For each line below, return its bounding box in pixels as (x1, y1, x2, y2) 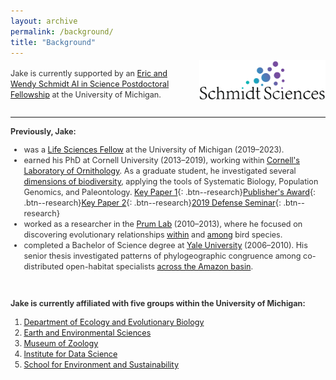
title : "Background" (10, 37, 97, 47)
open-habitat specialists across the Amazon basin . (65, 261, 254, 272)
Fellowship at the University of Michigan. (10, 89, 162, 100)
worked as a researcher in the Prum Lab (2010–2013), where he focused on (23, 219, 303, 230)
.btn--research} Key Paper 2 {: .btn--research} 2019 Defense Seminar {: (23, 198, 282, 209)
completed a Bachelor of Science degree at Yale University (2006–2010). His (23, 240, 308, 251)
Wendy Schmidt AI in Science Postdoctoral (10, 78, 170, 89)
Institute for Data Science (23, 348, 118, 359)
